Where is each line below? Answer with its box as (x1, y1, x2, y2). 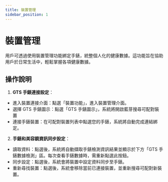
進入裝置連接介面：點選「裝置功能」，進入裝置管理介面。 (12, 100, 129, 106)
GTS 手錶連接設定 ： (12, 89, 54, 95)
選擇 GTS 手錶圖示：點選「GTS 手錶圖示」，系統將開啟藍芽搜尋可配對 (12, 106, 155, 112)
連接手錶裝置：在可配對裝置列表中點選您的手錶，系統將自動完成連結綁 (12, 119, 158, 125)
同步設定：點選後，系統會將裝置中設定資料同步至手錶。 (12, 159, 127, 165)
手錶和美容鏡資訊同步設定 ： (12, 136, 70, 142)
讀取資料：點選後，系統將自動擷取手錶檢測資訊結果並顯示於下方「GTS (12, 146, 158, 152)
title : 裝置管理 (5, 7, 36, 13)
